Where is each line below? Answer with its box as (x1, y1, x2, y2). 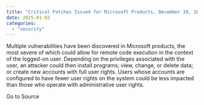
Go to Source (6, 93, 39, 100)
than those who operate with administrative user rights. (6, 81, 144, 89)
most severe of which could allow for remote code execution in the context (6, 49, 194, 56)
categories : (6, 20, 36, 26)
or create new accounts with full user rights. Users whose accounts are (6, 68, 185, 76)
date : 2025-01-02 (6, 15, 50, 21)
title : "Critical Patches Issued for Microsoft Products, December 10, (6, 8, 191, 15)
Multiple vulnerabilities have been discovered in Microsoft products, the (6, 42, 186, 50)
